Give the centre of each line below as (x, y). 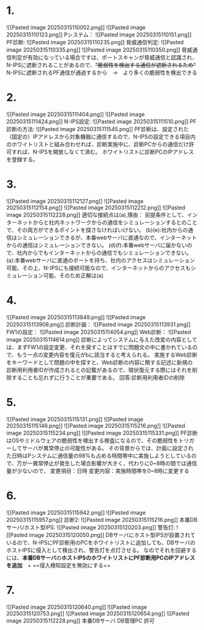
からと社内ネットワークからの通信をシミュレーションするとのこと (115, 222)
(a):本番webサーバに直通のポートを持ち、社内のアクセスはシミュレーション (101, 260)
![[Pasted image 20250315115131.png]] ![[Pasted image (75, 419)
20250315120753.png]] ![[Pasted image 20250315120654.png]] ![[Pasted (98, 613)
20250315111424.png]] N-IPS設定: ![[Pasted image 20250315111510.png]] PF (101, 121)
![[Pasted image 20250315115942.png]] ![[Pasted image (76, 512)
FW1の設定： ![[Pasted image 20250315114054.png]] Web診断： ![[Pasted (99, 332)
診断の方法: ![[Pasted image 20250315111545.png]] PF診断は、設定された (98, 129)
